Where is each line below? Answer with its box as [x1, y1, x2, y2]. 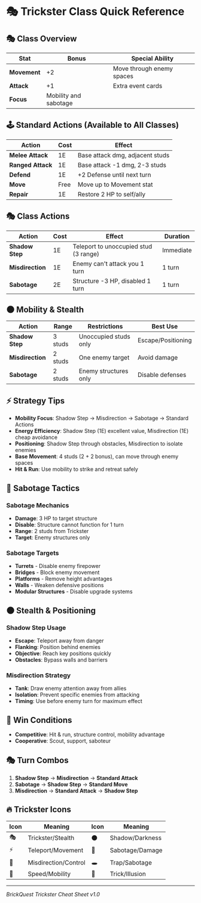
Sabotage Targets [6, 549, 59, 557]
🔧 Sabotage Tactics [6, 483, 80, 493]
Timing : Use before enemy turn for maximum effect [14, 698, 142, 705]
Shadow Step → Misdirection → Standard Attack [14, 774, 138, 781]
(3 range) [72, 250, 100, 258]
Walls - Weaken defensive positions [14, 582, 104, 589]
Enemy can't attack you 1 [72, 259, 145, 268]
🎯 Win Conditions [6, 715, 72, 725]
